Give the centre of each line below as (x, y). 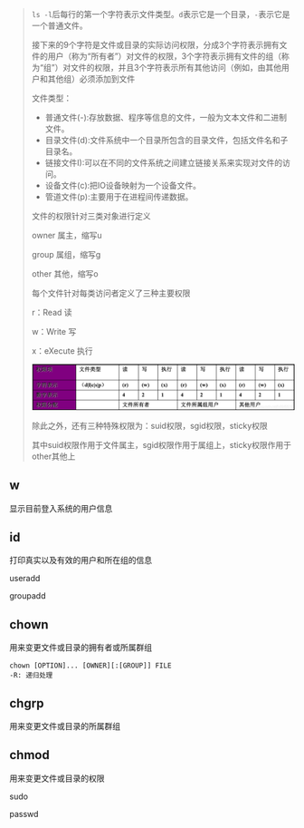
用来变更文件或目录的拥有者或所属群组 (81, 648)
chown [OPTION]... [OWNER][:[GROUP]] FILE (90, 666)
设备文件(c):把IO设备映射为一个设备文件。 (123, 185)
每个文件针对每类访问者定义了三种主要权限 (111, 293)
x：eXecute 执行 (62, 351)
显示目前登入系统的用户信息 (61, 508)
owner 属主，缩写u (66, 235)
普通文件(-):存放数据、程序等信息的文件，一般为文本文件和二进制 (166, 117)
